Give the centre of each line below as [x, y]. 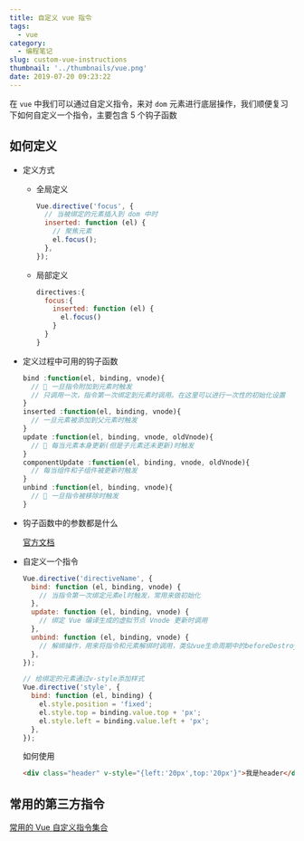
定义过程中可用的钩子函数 [70, 361]
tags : [19, 26]
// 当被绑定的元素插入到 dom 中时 [101, 215]
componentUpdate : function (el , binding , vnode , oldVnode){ [136, 463]
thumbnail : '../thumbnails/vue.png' [78, 69]
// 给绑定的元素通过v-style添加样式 [83, 679]
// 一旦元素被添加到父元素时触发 [85, 420]
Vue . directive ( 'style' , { [71, 688]
